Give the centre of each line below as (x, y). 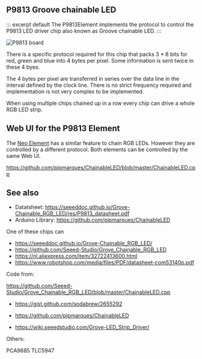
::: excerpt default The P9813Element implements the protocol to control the (100, 24)
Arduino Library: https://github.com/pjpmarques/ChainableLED (93, 220)
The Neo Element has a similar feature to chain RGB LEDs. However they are (101, 143)
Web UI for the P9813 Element (63, 129)
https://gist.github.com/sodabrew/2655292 (69, 304)
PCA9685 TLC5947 (30, 351)
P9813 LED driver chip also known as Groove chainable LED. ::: (84, 31)
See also (23, 193)
